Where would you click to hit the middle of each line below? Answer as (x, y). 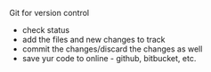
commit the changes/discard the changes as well (112, 49)
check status (46, 30)
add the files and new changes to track (94, 40)
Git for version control (49, 13)
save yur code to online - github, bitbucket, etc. (109, 58)
